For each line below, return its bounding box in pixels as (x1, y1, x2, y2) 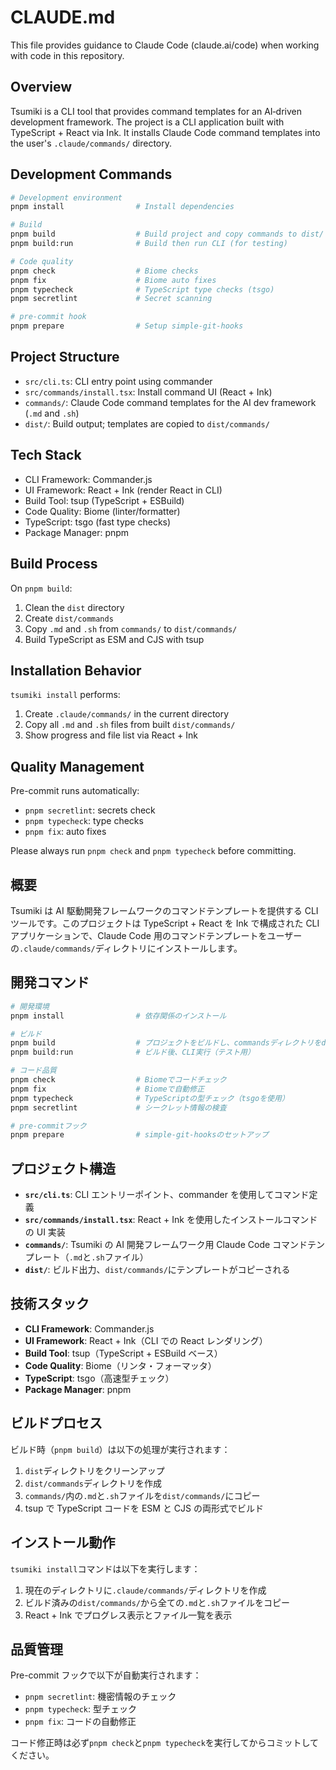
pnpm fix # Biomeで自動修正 (10, 1084, 205, 1094)
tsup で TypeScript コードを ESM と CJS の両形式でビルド (24, 1502, 264, 1514)
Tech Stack (10, 447, 82, 464)
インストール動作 (10, 1534, 116, 1551)
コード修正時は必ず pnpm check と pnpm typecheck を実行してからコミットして (10, 1737, 319, 1749)
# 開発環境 (10, 1001, 50, 1011)
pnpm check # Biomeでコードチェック (10, 1075, 227, 1085)
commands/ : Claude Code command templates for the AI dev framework (24, 396, 317, 408)
